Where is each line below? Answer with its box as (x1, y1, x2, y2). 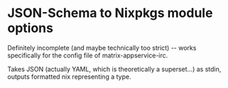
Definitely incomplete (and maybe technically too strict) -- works (7, 43, 197, 52)
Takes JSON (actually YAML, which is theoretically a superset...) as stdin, (7, 65, 222, 73)
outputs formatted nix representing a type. (7, 72, 131, 81)
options (7, 20, 53, 36)
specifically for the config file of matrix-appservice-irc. (7, 51, 168, 60)
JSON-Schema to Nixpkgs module (7, 5, 213, 21)
